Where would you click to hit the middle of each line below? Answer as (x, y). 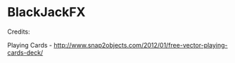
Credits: (19, 31)
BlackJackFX (46, 12)
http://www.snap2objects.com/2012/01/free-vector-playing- (141, 45)
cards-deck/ (25, 52)
